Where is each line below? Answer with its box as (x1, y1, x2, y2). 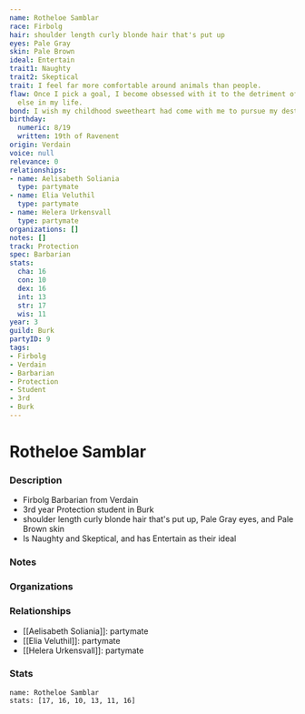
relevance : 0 (9, 156, 59, 166)
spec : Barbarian (9, 250, 71, 259)
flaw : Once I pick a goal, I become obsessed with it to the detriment (9, 89, 286, 98)
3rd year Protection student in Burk (22, 504, 154, 515)
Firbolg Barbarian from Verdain (22, 495, 139, 506)
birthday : (9, 115, 47, 124)
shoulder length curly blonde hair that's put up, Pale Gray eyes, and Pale (22, 514, 294, 525)
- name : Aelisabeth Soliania (9, 174, 120, 183)
